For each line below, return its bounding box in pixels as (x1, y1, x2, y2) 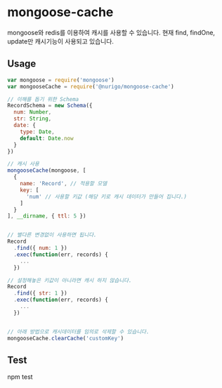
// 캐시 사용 (7, 161, 40, 168)
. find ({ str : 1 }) (13, 290, 68, 297)
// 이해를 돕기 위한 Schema (7, 95, 79, 102)
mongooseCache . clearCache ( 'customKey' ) (7, 335, 124, 342)
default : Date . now (20, 135, 74, 142)
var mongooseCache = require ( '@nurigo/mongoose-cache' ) (7, 83, 174, 90)
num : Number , (13, 109, 52, 116)
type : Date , (20, 128, 55, 135)
